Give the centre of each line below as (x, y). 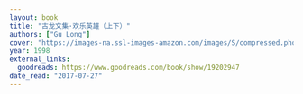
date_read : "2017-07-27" (56, 76)
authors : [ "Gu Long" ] (50, 34)
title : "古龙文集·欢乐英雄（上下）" (70, 26)
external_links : (40, 59)
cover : (22, 43)
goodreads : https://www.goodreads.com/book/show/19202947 (129, 68)
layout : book (34, 17)
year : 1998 (30, 51)
